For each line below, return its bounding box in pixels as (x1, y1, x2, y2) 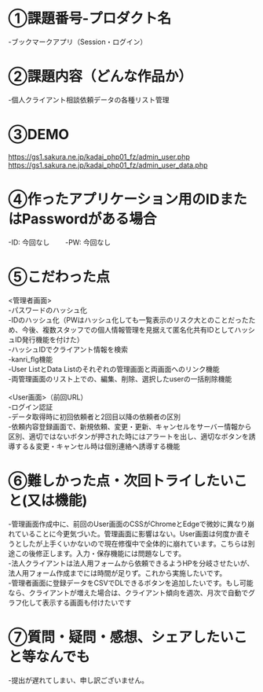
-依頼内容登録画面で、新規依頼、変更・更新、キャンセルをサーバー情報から (8, 421, 252, 431)
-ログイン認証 (8, 402, 53, 411)
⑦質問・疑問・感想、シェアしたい (8, 628, 234, 646)
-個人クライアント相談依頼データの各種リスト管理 (8, 94, 170, 105)
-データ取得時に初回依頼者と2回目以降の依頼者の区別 (8, 412, 181, 421)
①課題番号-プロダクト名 (8, 9, 172, 28)
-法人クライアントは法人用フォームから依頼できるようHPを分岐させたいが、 (8, 558, 254, 568)
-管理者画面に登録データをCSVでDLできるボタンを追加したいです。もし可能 (8, 578, 254, 587)
